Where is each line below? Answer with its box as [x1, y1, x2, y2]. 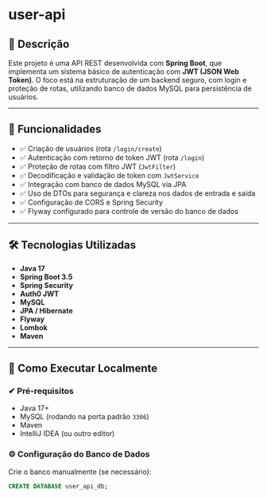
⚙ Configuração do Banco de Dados [8, 449, 150, 460]
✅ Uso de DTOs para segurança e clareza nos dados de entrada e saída [19, 189, 256, 198]
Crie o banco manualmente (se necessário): [8, 467, 152, 477]
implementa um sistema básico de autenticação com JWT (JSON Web [8, 67, 240, 76]
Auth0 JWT [19, 289, 60, 298]
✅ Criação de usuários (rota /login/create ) [19, 143, 162, 153]
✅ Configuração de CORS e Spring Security [19, 197, 164, 207]
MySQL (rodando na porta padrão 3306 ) [19, 412, 149, 422]
